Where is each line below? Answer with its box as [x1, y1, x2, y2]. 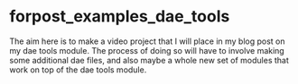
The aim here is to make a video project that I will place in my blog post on [9, 36, 286, 46]
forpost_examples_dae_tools [9, 6, 230, 27]
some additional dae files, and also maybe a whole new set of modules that [9, 55, 289, 65]
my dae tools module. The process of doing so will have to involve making [9, 45, 284, 55]
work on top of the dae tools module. [9, 64, 147, 75]
